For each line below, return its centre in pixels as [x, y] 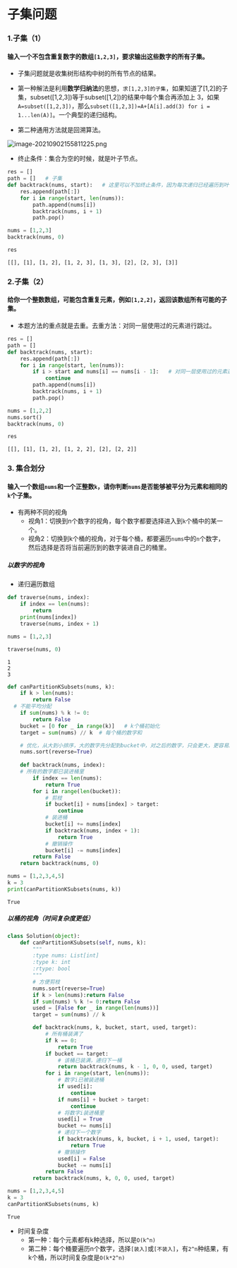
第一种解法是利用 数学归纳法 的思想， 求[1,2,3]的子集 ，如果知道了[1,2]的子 [122, 88]
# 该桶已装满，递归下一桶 [90, 1060]
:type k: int [52, 962]
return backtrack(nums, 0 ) [60, 864]
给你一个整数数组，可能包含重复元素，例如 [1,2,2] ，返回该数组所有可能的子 [117, 300]
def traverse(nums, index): [49, 598]
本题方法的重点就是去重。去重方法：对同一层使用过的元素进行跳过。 [116, 326]
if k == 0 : [61, 1040]
